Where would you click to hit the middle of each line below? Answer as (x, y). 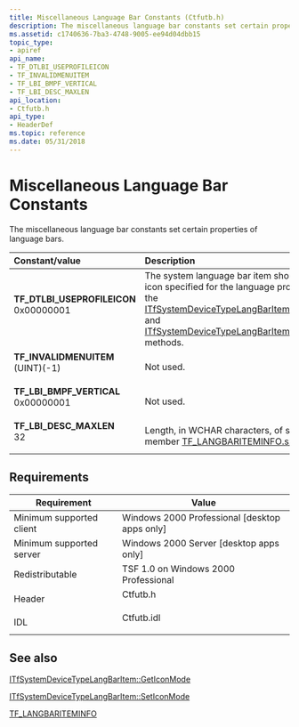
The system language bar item (208, 275)
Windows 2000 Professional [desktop (201, 517)
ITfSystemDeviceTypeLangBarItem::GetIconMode (100, 679)
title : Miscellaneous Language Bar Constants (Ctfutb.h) (117, 17)
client (25, 529)
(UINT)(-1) (37, 368)
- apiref (25, 51)
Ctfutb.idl (141, 618)
